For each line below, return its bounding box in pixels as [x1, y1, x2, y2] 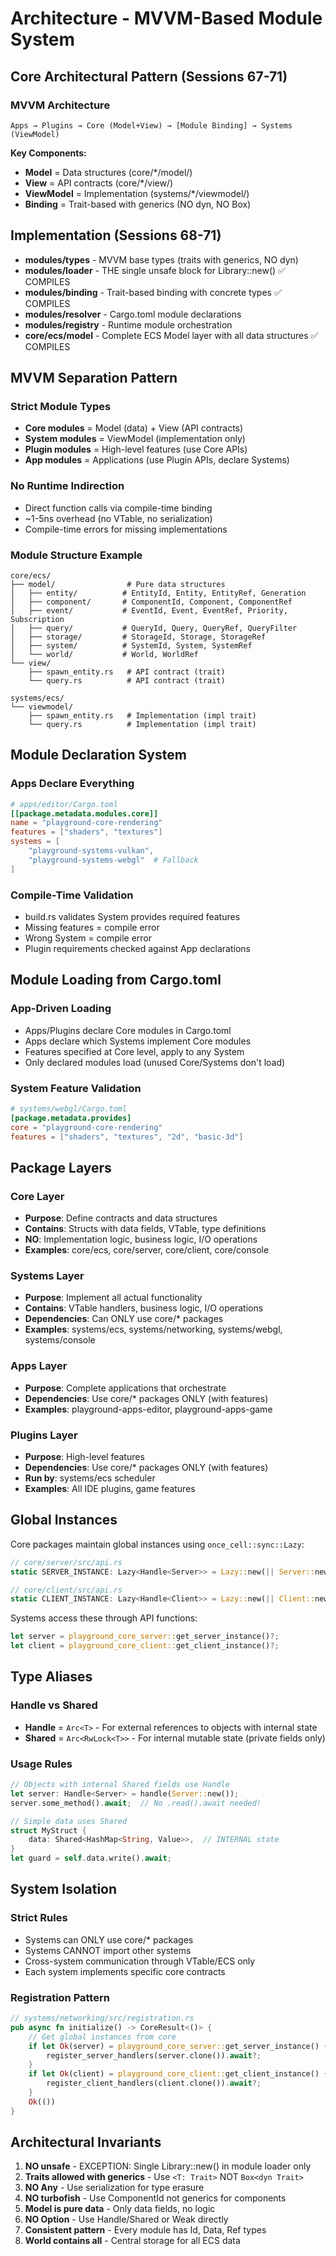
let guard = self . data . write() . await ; [10, 1853, 172, 1864]
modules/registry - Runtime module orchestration [24, 318, 233, 331]
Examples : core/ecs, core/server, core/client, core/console [24, 1244, 270, 1256]
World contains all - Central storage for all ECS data [24, 2235, 241, 2247]
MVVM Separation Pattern [10, 370, 178, 387]
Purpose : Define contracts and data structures [24, 1212, 218, 1224]
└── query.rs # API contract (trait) [28, 675, 226, 686]
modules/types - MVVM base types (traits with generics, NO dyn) [24, 253, 299, 266]
